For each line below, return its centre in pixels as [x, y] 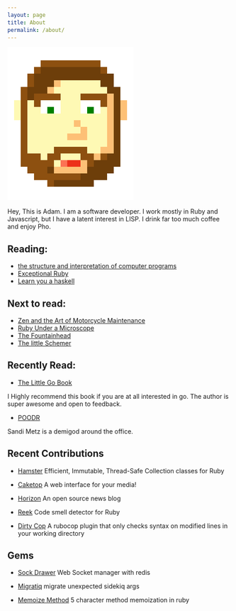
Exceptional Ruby [43, 274]
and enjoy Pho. [29, 226]
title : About [27, 22]
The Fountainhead [44, 336]
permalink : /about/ [36, 30]
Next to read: [36, 303]
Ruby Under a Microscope [56, 328]
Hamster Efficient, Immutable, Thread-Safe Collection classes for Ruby [121, 470]
